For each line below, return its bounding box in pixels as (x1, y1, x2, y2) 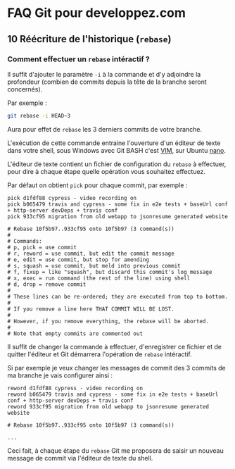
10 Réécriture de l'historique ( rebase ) (7, 33, 172, 45)
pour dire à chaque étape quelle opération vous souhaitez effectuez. (7, 167, 206, 175)
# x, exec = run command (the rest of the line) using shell (7, 275, 191, 282)
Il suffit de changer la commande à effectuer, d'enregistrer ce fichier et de (7, 342, 222, 351)
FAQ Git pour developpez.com (7, 5, 186, 21)
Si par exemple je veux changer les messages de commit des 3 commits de (7, 363, 227, 372)
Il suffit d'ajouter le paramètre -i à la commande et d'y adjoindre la (7, 70, 201, 78)
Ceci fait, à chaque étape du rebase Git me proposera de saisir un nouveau (7, 446, 224, 455)
